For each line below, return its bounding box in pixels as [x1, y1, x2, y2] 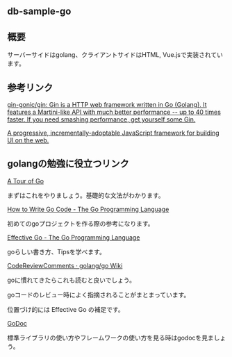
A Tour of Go [7, 176, 44, 185]
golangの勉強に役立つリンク [7, 158, 130, 169]
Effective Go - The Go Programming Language [7, 233, 140, 242]
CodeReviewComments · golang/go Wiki [7, 261, 123, 269]
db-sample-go [7, 6, 72, 17]
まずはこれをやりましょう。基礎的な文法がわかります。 [7, 191, 165, 199]
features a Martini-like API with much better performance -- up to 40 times [7, 108, 221, 117]
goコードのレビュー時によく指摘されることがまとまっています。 [7, 290, 190, 299]
